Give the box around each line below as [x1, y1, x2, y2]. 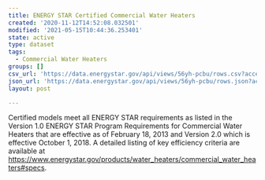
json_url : [8, 77, 41, 85]
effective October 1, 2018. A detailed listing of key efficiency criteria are [8, 138, 241, 148]
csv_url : [8, 70, 37, 78]
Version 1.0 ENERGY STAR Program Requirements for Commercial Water [8, 121, 243, 130]
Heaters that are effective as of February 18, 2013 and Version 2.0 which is [8, 130, 251, 139]
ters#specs [8, 163, 45, 173]
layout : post [8, 84, 51, 93]
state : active [8, 33, 55, 42]
